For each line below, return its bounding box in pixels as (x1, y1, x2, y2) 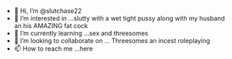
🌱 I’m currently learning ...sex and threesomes (13, 29, 149, 37)
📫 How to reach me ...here (13, 44, 93, 53)
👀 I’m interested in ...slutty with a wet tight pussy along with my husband (13, 14, 225, 22)
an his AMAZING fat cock (13, 22, 88, 29)
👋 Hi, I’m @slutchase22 (13, 7, 82, 15)
